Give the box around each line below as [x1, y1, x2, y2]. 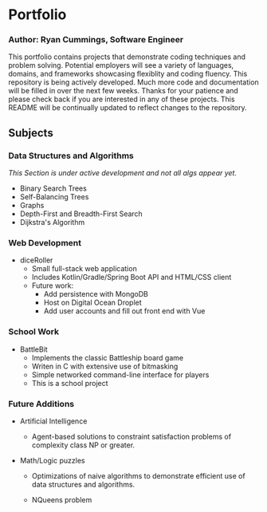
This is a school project [31, 378, 109, 388]
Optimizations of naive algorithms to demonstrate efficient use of [31, 471, 245, 481]
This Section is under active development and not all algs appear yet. [8, 168, 238, 178]
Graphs [19, 201, 45, 211]
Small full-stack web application [31, 264, 137, 274]
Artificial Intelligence [19, 416, 88, 426]
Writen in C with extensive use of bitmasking [31, 361, 179, 371]
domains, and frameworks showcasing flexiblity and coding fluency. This [8, 69, 248, 79]
